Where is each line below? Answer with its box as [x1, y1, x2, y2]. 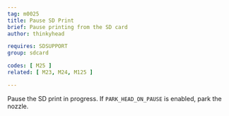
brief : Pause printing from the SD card [7, 23, 129, 30]
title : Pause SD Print [7, 17, 74, 24]
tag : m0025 [7, 10, 40, 18]
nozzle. [7, 102, 29, 110]
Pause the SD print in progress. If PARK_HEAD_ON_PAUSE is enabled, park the [7, 94, 222, 103]
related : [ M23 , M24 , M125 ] [7, 69, 93, 76]
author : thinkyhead [7, 30, 65, 37]
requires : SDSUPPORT [7, 43, 69, 50]
